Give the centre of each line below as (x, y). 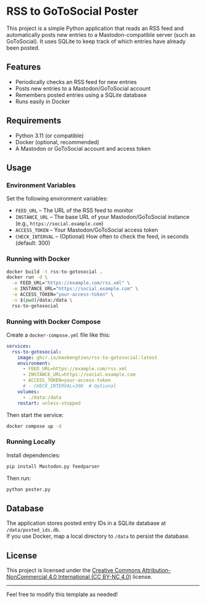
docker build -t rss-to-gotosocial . (55, 272)
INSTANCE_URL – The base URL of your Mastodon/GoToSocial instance (102, 217)
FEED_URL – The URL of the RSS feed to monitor (74, 210)
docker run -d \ (27, 277)
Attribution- (157, 570)
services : (19, 346)
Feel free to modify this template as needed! (62, 594)
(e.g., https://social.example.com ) (59, 224)
